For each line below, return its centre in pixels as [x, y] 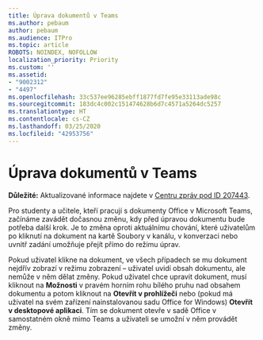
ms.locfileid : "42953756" [51, 133]
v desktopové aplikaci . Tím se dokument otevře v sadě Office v [112, 310]
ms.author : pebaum [38, 23]
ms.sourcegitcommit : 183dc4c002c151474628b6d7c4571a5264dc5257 [115, 104]
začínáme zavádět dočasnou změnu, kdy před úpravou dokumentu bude [127, 218]
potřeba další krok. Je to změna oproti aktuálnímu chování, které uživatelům [132, 227]
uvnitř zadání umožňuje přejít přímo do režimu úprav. [94, 244]
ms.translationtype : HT [48, 112]
